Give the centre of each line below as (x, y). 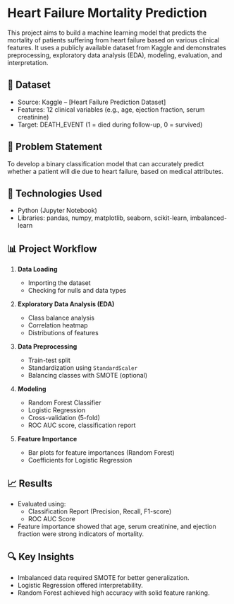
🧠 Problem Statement (55, 147)
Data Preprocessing (47, 347)
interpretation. (28, 62)
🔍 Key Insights (41, 557)
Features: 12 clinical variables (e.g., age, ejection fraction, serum (111, 109)
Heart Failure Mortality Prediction (107, 13)
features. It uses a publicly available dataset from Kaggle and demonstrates (117, 47)
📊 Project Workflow (52, 249)
